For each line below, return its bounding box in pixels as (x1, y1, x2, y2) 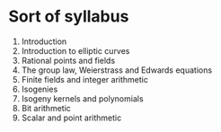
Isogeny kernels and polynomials (21, 92, 145, 104)
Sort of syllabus (8, 6, 129, 27)
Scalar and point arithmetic (21, 112, 122, 123)
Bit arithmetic (21, 102, 71, 113)
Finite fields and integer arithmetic (21, 74, 149, 84)
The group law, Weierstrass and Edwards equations (21, 65, 213, 75)
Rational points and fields (21, 55, 116, 66)
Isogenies (21, 84, 58, 94)
